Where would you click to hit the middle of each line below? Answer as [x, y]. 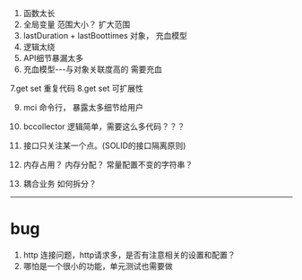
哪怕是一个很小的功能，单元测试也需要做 [98, 266]
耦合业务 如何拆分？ [60, 184]
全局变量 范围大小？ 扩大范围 [77, 24]
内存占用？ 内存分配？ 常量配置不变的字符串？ [108, 165]
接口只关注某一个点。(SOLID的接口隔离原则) [104, 145]
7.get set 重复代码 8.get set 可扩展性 [77, 88]
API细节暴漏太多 [53, 58]
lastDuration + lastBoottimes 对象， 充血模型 [105, 35]
